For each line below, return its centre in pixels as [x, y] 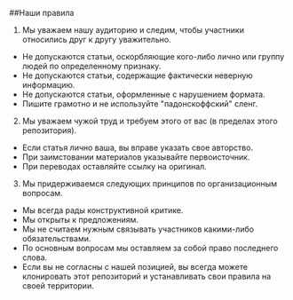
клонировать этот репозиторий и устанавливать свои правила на [146, 276]
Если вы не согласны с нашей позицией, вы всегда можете [135, 267]
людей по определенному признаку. [91, 66]
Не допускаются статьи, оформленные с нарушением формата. [143, 94]
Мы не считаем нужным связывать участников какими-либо [138, 229]
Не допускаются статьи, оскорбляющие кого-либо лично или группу [153, 56]
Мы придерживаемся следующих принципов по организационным [150, 184]
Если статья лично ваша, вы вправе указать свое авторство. [138, 147]
